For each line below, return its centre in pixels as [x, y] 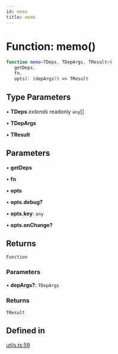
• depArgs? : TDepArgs [33, 285]
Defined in [26, 331]
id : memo [17, 12]
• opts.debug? [25, 202]
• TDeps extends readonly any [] [45, 111]
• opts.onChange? [30, 225]
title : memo [21, 17]
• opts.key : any [25, 213]
